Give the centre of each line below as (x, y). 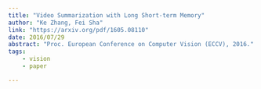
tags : (17, 52)
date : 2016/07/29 (36, 37)
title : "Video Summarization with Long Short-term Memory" (107, 15)
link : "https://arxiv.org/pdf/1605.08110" (78, 30)
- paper (34, 66)
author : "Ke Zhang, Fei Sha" (56, 23)
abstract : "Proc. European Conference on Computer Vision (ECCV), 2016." (131, 44)
